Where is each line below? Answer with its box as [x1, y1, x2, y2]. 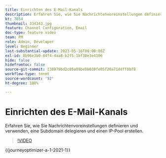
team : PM [5, 35, 23, 40]
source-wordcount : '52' [5, 76, 54, 81]
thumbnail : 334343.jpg [5, 21, 52, 26]
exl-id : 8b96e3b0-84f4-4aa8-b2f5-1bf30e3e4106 [5, 53, 103, 58]
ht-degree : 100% [5, 80, 39, 85]
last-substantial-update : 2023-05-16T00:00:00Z [5, 48, 105, 53]
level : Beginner [5, 44, 39, 49]
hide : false [5, 58, 30, 63]
